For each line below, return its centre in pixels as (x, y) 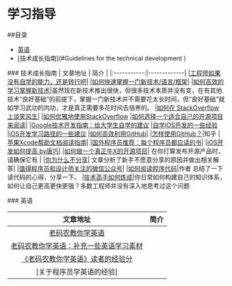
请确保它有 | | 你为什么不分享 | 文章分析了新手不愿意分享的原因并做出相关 (110, 160)
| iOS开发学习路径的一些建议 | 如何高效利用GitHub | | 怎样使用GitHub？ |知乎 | (114, 133)
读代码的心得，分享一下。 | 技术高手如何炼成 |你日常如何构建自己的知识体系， (117, 177)
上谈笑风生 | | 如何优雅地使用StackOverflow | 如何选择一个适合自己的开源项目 (115, 116)
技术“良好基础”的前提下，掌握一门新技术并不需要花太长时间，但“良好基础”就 (116, 99)
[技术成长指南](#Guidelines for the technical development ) (101, 58)
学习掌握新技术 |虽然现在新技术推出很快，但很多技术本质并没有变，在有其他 (115, 90)
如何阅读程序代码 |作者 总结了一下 (176, 168)
